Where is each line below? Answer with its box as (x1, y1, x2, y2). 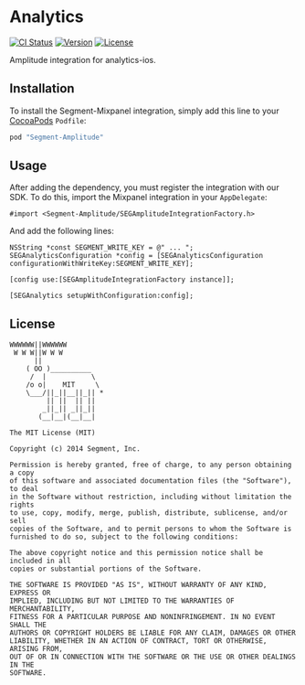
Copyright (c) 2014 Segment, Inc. (9, 444, 142, 454)
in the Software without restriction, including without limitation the (9, 492, 292, 502)
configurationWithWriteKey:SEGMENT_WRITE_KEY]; (9, 259, 195, 269)
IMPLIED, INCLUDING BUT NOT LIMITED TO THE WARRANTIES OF (9, 596, 235, 605)
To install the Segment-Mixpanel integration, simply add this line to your (9, 105, 280, 116)
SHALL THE (9, 620, 47, 630)
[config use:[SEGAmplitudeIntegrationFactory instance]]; (9, 275, 235, 284)
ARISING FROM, (9, 645, 64, 654)
